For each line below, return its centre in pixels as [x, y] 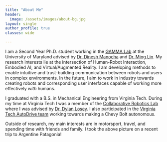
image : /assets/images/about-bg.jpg [48, 19]
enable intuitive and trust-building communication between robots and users [84, 72]
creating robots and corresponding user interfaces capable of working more [83, 83]
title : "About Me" [24, 10]
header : [13, 14]
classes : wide [20, 33]
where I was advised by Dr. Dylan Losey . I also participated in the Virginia [81, 109]
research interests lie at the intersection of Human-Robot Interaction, [76, 62]
